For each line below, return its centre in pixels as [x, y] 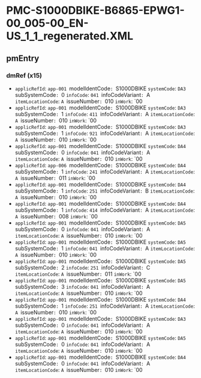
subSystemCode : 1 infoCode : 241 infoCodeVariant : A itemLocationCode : [105, 172]
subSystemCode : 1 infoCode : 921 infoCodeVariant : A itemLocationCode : [105, 133]
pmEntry [23, 58]
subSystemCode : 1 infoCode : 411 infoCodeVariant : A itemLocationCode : [105, 114]
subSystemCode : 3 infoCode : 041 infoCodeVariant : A [82, 287]
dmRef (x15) [24, 75]
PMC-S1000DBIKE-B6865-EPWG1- [95, 11]
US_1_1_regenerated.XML [70, 36]
